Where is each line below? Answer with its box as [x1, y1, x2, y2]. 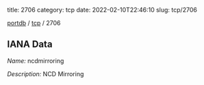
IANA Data [7, 39, 53, 50]
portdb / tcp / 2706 [7, 19, 61, 27]
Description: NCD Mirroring [7, 69, 84, 78]
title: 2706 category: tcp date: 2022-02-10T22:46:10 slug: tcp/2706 [7, 6, 197, 14]
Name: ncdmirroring [7, 56, 64, 65]
